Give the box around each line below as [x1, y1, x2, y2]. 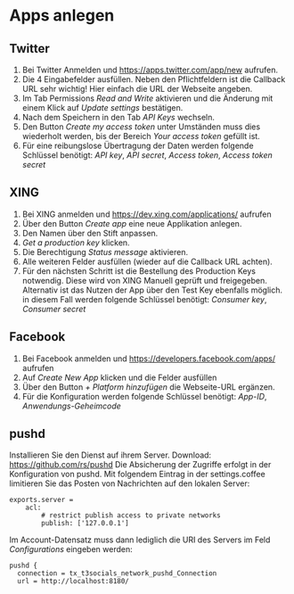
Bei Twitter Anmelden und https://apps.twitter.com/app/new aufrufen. [21, 64, 279, 75]
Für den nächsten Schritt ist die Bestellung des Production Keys [21, 265, 257, 276]
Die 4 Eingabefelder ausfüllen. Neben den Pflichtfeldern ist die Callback [21, 74, 286, 85]
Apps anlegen [9, 5, 115, 26]
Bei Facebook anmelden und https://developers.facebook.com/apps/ [21, 353, 276, 364]
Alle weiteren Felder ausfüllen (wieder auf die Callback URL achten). [21, 256, 274, 267]
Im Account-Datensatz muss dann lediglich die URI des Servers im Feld [9, 534, 271, 545]
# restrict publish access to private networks [41, 511, 221, 520]
